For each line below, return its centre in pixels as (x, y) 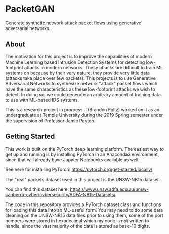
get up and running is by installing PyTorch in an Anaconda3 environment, (82, 154)
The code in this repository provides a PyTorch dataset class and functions (83, 204)
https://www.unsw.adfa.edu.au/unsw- (109, 189)
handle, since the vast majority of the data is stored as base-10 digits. (78, 226)
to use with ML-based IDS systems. (42, 100)
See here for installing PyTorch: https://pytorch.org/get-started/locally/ (79, 169)
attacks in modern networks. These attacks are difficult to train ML (94, 67)
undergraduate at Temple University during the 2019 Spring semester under (84, 115)
